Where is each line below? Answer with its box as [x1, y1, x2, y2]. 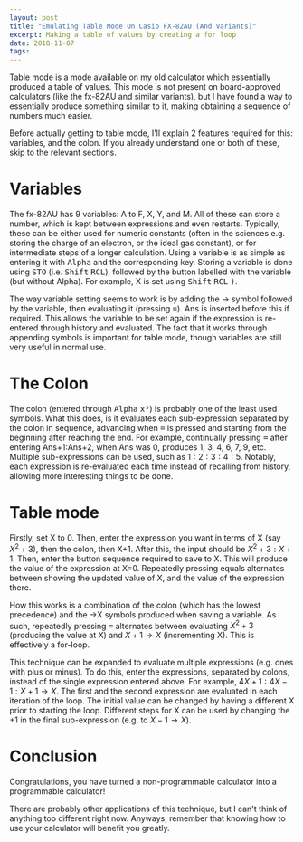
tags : [9, 47, 30, 56]
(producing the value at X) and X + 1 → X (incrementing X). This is [9, 630, 255, 641]
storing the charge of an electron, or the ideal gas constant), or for [9, 237, 257, 249]
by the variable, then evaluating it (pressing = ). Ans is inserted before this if [9, 303, 289, 314]
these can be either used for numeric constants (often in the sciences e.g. [9, 228, 286, 239]
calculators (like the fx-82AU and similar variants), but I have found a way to [9, 91, 293, 102]
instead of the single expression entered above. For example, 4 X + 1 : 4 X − [9, 676, 288, 687]
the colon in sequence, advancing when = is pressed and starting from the [9, 423, 287, 433]
